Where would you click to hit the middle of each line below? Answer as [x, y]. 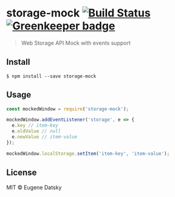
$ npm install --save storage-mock [51, 76]
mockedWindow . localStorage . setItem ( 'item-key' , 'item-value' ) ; [88, 153]
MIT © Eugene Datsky [34, 187]
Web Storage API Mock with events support [76, 43]
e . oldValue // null [36, 131]
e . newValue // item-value [45, 137]
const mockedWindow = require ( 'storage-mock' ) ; [68, 109]
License [22, 173]
